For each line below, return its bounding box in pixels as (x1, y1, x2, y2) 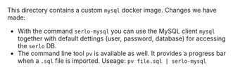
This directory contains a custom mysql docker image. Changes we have (7, 6, 217, 14)
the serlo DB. (17, 42, 57, 50)
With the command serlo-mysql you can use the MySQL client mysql (17, 27, 215, 35)
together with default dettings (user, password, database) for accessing (17, 34, 226, 43)
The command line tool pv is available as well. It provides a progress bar (17, 49, 227, 57)
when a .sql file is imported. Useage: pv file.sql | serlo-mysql (17, 57, 206, 65)
